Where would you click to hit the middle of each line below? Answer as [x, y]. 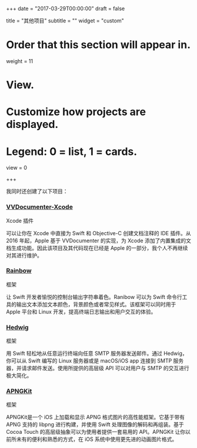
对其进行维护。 [24, 255]
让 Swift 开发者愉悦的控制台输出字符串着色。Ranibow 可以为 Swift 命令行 [94, 297]
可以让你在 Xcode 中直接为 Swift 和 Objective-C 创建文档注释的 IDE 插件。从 [98, 233]
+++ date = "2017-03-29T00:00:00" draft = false [66, 9]
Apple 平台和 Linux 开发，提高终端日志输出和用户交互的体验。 [81, 311]
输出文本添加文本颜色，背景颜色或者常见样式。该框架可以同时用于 [96, 304]
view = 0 [17, 168]
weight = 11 [20, 61]
